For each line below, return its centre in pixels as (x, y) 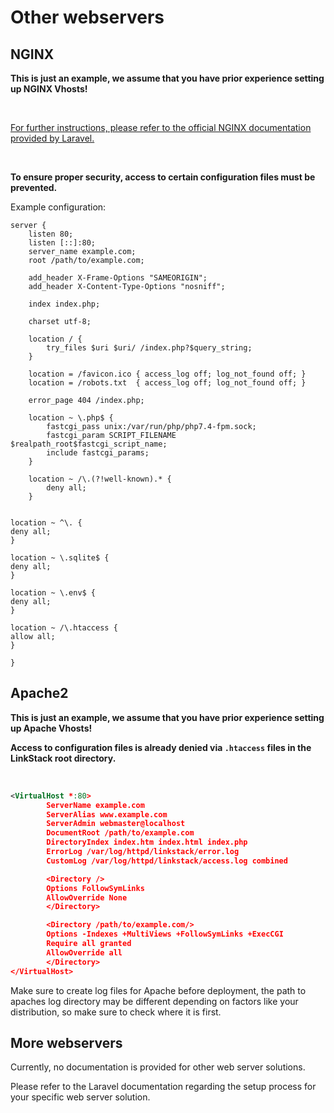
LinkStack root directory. (63, 758)
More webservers (66, 1042)
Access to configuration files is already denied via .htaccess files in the (161, 747)
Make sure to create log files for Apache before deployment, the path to (158, 990)
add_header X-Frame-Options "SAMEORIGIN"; (118, 278)
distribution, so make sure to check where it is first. (116, 1012)
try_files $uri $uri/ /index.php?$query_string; (149, 348)
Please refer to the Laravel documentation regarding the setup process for (163, 1087)
